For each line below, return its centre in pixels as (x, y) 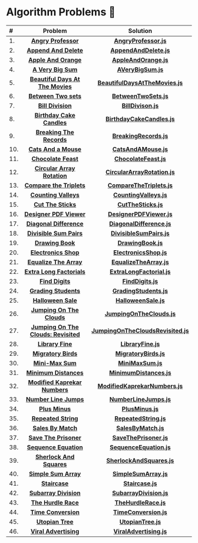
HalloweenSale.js (140, 300)
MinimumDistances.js (140, 372)
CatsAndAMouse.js (140, 149)
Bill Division (55, 106)
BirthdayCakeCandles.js (140, 119)
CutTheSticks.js (140, 204)
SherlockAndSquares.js (140, 460)
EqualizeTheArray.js (140, 262)
